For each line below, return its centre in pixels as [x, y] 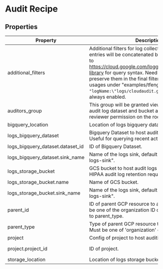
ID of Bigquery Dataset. [115, 146]
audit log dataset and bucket [122, 111]
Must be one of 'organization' [123, 230]
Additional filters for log [116, 48]
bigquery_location [28, 125]
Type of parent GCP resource [122, 224]
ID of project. [104, 249]
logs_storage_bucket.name [38, 182]
